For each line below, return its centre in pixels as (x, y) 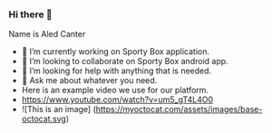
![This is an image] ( (59, 109)
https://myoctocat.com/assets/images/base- (179, 109)
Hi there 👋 (31, 14)
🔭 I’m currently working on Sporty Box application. (116, 52)
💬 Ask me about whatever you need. (89, 81)
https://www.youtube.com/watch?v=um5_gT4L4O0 (117, 100)
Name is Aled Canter (47, 34)
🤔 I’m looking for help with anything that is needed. (117, 71)
